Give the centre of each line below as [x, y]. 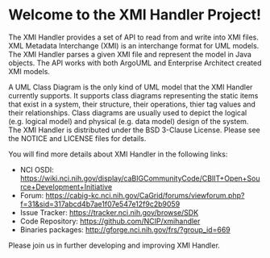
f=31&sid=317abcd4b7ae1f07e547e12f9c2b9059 [100, 204]
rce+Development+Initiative [66, 186]
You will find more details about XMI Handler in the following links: [118, 154]
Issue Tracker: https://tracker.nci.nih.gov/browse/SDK [109, 212]
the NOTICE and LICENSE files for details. [77, 138]
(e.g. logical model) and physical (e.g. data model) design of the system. [129, 121]
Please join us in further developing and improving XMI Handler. [114, 245]
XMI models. [29, 71]
